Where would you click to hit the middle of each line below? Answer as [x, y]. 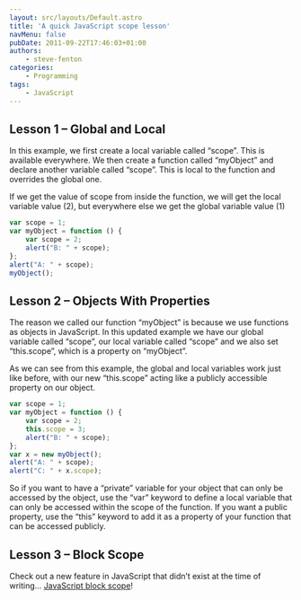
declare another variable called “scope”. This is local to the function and [142, 170]
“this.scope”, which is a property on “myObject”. [98, 351]
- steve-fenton [54, 59]
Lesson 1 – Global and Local [88, 129]
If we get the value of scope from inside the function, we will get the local [145, 197]
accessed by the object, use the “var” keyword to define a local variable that [151, 498]
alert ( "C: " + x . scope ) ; [56, 471]
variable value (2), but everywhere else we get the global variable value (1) [147, 207]
